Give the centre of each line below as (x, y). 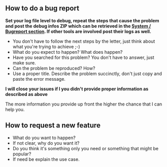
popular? (22, 154)
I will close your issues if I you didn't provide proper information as (77, 89)
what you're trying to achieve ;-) (46, 46)
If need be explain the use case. (46, 159)
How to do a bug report (42, 8)
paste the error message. (39, 79)
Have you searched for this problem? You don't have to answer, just (83, 57)
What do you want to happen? (44, 138)
